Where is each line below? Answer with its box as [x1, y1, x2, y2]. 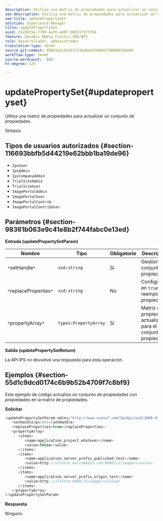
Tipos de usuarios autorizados [5, 142, 99, 150]
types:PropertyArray [58, 320, 105, 326]
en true [141, 284, 159, 291]
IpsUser [12, 163, 28, 168]
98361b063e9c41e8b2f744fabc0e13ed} [5, 225, 130, 234]
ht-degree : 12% [5, 61, 36, 66]
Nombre [21, 250, 40, 257]
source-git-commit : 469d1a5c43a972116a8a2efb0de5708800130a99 [5, 48, 133, 53]
